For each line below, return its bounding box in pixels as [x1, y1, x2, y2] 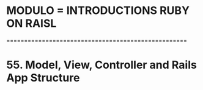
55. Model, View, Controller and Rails [6, 58, 197, 72]
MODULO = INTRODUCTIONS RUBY [6, 4, 190, 18]
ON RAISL [6, 16, 57, 30]
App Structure [6, 71, 80, 85]
